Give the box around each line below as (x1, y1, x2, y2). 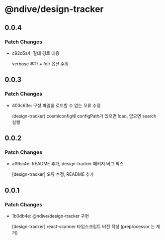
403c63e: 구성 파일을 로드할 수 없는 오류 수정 (11, 102, 101, 108)
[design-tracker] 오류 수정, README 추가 (11, 171, 94, 177)
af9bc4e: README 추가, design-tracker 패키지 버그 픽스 (11, 161, 124, 167)
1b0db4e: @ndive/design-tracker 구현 (11, 213, 89, 219)
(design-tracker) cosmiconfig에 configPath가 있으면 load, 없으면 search (11, 113, 157, 119)
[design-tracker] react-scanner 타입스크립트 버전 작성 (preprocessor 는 (11, 223, 155, 230)
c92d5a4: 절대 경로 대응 (11, 50, 60, 56)
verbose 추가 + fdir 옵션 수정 (11, 61, 69, 67)
